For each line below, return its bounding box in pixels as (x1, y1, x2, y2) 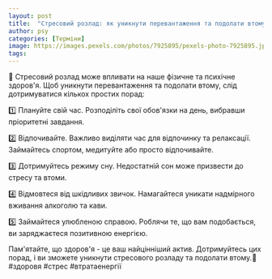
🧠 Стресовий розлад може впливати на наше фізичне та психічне (8, 72, 236, 81)
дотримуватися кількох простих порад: (8, 89, 145, 98)
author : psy (8, 27, 49, 35)
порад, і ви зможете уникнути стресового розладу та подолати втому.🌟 (8, 253, 257, 262)
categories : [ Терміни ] (8, 34, 85, 43)
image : (8, 42, 31, 50)
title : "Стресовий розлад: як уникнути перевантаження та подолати (8, 19, 244, 28)
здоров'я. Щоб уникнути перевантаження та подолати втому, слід (8, 80, 237, 90)
